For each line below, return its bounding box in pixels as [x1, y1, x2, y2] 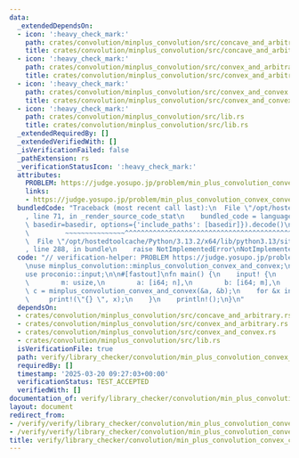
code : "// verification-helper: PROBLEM [17, 253, 169, 263]
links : [25, 187, 50, 196]
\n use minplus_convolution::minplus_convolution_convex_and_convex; [25, 262, 285, 271]
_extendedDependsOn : [17, 21, 93, 30]
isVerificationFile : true [17, 344, 114, 353]
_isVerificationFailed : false [17, 145, 129, 154]
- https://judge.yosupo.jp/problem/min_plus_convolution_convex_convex [25, 195, 296, 205]
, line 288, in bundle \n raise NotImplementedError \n [25, 245, 241, 254]
